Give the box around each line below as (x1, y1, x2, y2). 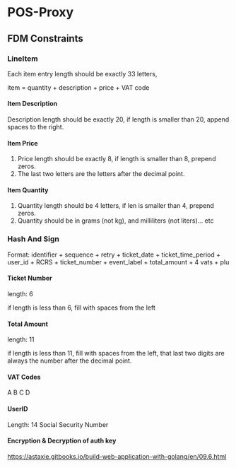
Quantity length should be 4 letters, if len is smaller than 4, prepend (17, 201, 214, 210)
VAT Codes (7, 373, 41, 381)
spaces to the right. (7, 123, 64, 131)
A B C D (7, 388, 30, 397)
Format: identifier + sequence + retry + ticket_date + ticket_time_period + (7, 250, 221, 259)
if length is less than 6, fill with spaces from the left (7, 303, 155, 312)
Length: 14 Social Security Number (7, 420, 109, 428)
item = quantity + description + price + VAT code (7, 83, 150, 92)
